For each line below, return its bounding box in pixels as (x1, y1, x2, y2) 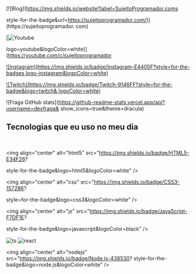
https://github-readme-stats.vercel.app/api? (58, 99, 165, 106)
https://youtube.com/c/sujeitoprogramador (8, 52, 112, 58)
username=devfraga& (6, 105, 59, 112)
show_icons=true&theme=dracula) (60, 105, 144, 112)
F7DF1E (6, 214, 25, 221)
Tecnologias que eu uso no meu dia (6, 122, 138, 132)
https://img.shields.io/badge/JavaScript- (89, 207, 188, 214)
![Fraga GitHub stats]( (6, 99, 59, 106)
